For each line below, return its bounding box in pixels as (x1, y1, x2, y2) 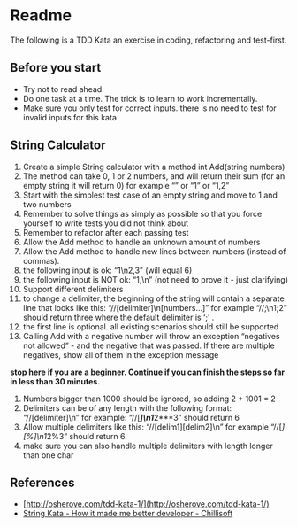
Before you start (10, 60, 102, 75)
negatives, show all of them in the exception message (22, 349, 219, 360)
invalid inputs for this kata (22, 112, 118, 122)
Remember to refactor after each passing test (22, 227, 189, 237)
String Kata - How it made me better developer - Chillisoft (22, 508, 233, 519)
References (10, 475, 75, 490)
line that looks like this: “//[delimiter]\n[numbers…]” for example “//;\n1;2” (22, 302, 287, 313)
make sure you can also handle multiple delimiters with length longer (22, 440, 273, 451)
